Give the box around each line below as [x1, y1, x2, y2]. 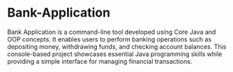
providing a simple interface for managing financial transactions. [7, 57, 193, 65]
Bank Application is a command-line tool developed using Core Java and [7, 28, 216, 36]
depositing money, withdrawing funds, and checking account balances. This [7, 42, 227, 51]
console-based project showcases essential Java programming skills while [7, 50, 223, 58]
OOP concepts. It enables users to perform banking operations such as [7, 35, 212, 43]
